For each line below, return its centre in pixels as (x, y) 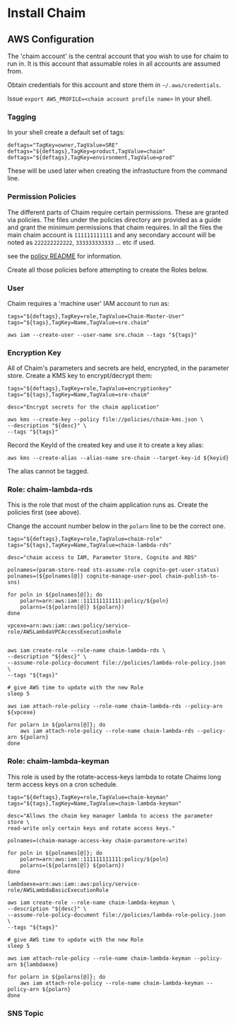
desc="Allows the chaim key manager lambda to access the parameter (110, 815)
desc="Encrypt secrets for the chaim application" (83, 407)
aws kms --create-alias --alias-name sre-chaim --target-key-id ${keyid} (118, 458)
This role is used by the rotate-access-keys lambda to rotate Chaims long (114, 777)
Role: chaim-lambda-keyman (58, 761)
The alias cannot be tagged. (48, 471)
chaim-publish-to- (192, 576)
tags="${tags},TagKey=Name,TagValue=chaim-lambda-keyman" (94, 803)
